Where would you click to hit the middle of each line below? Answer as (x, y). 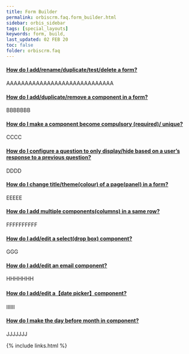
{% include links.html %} (37, 346)
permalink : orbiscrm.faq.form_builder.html (61, 17)
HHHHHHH (20, 279)
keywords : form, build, (36, 34)
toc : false (20, 46)
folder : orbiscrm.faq (33, 51)
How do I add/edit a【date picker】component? (67, 293)
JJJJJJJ (17, 334)
